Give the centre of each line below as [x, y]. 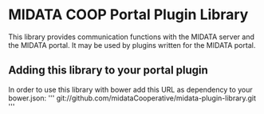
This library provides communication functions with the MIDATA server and [132, 37]
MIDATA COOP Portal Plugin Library [128, 15]
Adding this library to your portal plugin [108, 71]
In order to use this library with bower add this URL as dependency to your [130, 89]
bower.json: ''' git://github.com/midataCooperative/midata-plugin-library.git [132, 98]
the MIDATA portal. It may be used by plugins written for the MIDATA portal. [132, 45]
